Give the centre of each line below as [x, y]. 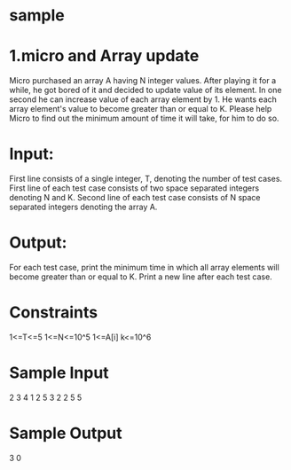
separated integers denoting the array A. [83, 207]
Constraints [54, 313]
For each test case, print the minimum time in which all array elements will [144, 267]
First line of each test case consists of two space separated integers [134, 188]
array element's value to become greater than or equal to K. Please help [141, 109]
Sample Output [66, 433]
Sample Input [59, 373]
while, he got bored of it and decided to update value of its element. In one [145, 90]
